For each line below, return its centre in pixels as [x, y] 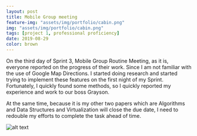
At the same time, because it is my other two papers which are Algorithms [96, 103]
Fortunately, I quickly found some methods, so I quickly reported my [89, 86]
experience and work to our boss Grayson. [58, 92]
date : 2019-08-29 [27, 39]
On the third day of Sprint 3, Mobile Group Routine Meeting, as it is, [87, 61]
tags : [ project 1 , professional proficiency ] [63, 33]
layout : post [22, 11]
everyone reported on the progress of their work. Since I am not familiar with [99, 67]
